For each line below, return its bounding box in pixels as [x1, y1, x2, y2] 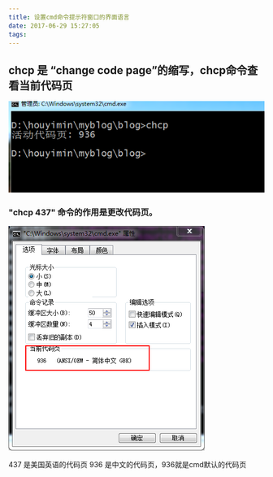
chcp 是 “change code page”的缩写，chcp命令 [8, 63, 248, 77]
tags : [8, 30, 27, 38]
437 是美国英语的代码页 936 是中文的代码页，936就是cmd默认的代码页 [8, 460, 247, 470]
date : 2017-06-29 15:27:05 [8, 21, 100, 30]
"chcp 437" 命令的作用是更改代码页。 [8, 206, 158, 218]
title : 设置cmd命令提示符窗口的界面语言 [8, 13, 130, 21]
